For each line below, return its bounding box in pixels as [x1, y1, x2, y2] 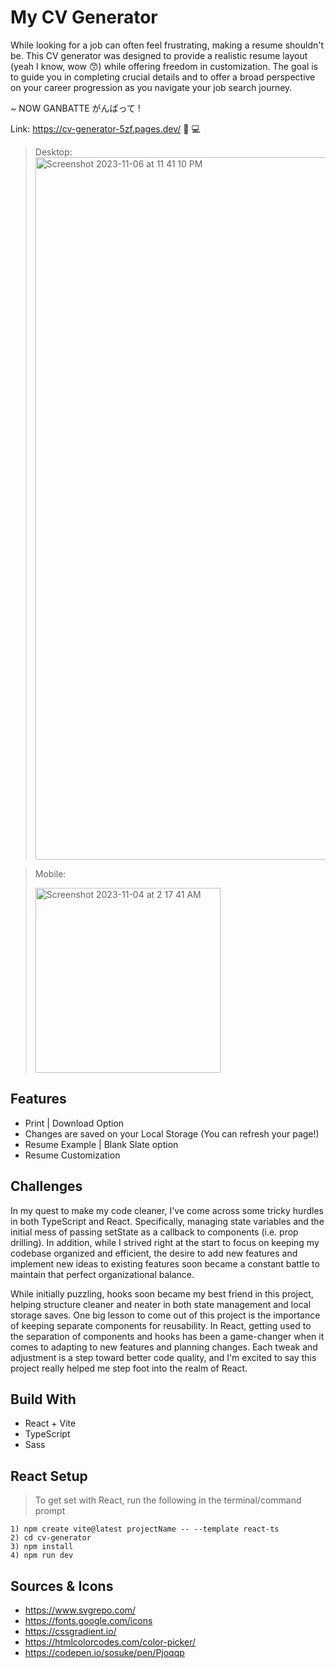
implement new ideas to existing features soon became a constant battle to [10, 1257, 320, 1270]
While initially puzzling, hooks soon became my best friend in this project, [10, 1287, 314, 1300]
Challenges [10, 1178, 83, 1195]
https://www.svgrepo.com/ [24, 1604, 137, 1616]
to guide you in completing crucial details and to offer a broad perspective [10, 71, 316, 83]
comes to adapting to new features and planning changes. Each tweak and [10, 1341, 318, 1353]
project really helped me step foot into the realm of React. [10, 1362, 248, 1374]
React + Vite [24, 1417, 77, 1430]
